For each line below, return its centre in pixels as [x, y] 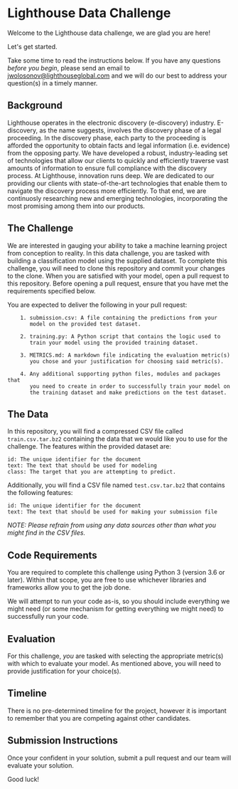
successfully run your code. [48, 617]
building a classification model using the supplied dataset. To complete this [117, 261]
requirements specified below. [52, 291]
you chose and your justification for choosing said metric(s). [126, 361]
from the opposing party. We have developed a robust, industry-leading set [118, 153]
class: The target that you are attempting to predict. [92, 472]
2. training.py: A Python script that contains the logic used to [120, 336]
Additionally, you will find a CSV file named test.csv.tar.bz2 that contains [116, 485]
